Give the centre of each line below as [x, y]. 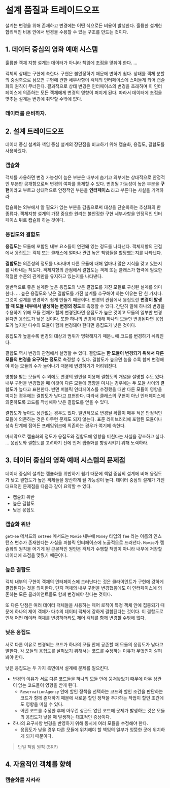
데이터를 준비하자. [26, 113]
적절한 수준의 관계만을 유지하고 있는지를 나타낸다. [54, 276]
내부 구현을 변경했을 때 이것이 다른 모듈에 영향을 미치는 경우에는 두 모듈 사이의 [82, 383]
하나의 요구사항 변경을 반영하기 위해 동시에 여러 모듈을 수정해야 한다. [80, 723]
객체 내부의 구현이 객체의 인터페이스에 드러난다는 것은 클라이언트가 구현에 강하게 [84, 582]
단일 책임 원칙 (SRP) [38, 747]
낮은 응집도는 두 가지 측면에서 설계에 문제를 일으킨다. [57, 668]
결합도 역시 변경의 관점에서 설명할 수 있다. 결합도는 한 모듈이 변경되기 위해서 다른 [84, 353]
